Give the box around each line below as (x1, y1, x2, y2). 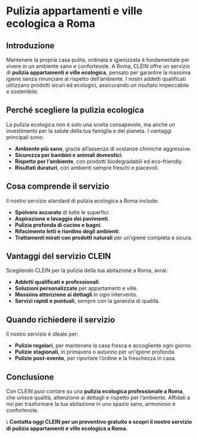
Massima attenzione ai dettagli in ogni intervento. (14, 291, 138, 298)
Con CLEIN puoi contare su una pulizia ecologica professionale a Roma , (6, 388, 184, 395)
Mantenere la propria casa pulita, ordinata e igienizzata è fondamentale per (6, 57, 190, 63)
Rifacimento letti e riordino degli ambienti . (14, 227, 120, 234)
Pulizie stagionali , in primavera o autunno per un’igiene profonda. (14, 348, 176, 355)
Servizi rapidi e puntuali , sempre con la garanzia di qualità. (14, 298, 160, 305)
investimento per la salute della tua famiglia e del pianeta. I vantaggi (6, 127, 172, 134)
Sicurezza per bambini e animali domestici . (14, 151, 123, 158)
